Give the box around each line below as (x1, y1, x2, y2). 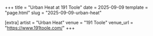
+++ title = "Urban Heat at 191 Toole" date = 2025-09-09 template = (5, 5, 148, 10)
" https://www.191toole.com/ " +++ (5, 25, 75, 31)
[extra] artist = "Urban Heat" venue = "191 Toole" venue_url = (5, 20, 134, 25)
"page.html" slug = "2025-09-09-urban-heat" (5, 10, 102, 16)
